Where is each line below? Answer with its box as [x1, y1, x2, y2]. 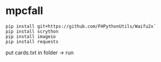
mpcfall [5, 4, 44, 18]
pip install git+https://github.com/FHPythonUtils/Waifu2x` [5, 23, 157, 29]
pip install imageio [5, 33, 57, 39]
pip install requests [5, 39, 59, 44]
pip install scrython [5, 28, 59, 35]
